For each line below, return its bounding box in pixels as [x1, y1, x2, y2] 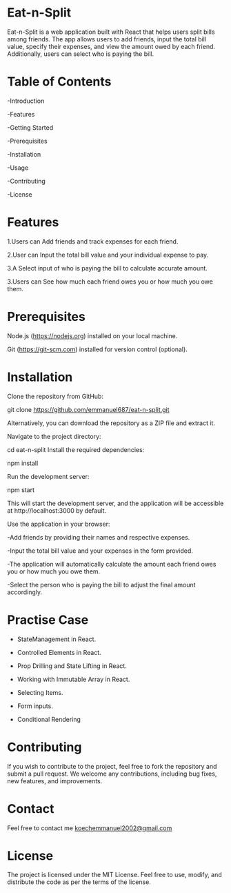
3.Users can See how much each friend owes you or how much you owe [7, 277, 214, 286]
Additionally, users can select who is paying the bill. [7, 50, 154, 58]
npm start [7, 485, 35, 494]
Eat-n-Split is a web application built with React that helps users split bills [7, 28, 215, 36]
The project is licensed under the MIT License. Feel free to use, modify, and [7, 871, 222, 879]
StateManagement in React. [17, 635, 97, 643]
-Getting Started [7, 123, 54, 132]
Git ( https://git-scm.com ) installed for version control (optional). [7, 345, 188, 353]
